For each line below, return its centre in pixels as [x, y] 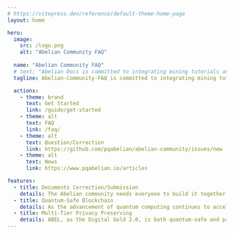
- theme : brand [42, 97]
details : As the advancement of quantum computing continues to [115, 207]
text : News [41, 162]
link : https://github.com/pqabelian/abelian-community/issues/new [124, 149]
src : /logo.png [42, 46]
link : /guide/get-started [63, 110]
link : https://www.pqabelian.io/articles [87, 169]
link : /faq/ [43, 130]
